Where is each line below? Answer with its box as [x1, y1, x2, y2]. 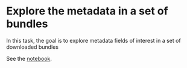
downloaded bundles [6, 43, 59, 51]
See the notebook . [6, 55, 52, 62]
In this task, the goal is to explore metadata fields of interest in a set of [6, 37, 181, 44]
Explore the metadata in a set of [6, 4, 168, 18]
